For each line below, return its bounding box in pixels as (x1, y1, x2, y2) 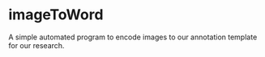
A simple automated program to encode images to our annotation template (8, 32, 258, 42)
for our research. (8, 40, 65, 50)
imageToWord (8, 6, 104, 24)
